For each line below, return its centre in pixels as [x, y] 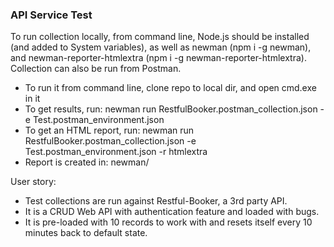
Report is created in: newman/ [87, 162]
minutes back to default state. [86, 233]
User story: [33, 182]
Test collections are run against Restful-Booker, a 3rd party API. [156, 201]
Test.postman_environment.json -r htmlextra [116, 152]
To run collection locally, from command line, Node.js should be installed [160, 37]
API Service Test [51, 15]
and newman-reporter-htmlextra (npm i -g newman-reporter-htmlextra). [158, 58]
